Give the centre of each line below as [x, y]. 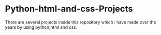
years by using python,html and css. [41, 27]
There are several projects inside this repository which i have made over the [80, 22]
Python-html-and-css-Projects [69, 9]
